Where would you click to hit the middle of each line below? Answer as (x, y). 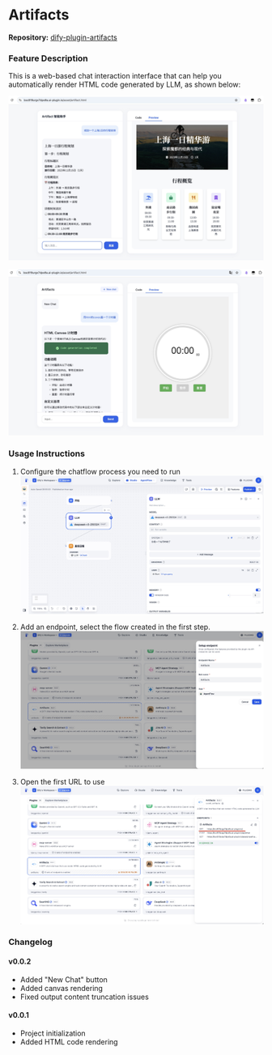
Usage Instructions (47, 453)
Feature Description (49, 58)
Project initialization (53, 1033)
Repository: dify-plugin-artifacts (63, 37)
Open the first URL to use (62, 781)
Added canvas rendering (62, 988)
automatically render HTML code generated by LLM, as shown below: (125, 85)
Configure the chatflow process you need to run (100, 471)
